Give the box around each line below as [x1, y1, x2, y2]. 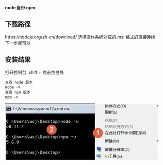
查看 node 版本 [5, 80, 33, 85]
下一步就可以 [5, 40, 31, 45]
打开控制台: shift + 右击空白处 [5, 69, 64, 75]
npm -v [5, 94, 18, 100]
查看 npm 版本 [5, 90, 31, 95]
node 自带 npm [5, 5, 35, 10]
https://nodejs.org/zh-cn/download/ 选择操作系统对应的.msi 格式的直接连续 [5, 34, 156, 40]
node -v [5, 85, 21, 90]
